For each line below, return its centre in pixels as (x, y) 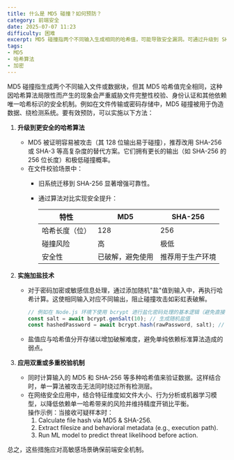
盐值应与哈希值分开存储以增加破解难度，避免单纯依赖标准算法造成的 (125, 339)
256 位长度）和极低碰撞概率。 (71, 159)
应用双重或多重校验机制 (51, 363)
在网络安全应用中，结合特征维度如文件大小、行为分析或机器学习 (119, 395)
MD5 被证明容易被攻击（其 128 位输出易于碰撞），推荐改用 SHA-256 (125, 142)
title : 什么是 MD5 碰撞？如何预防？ (55, 14)
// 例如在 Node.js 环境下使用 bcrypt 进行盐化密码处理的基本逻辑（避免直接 (126, 312)
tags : (15, 46)
